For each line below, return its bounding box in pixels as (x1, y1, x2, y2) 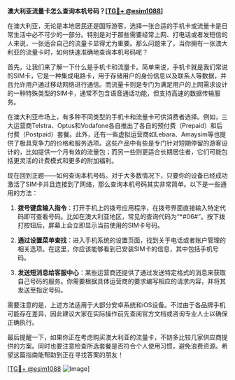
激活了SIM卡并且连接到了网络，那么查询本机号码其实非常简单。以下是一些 (7, 180, 221, 188)
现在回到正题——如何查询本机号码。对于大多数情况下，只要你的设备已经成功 (7, 171, 228, 179)
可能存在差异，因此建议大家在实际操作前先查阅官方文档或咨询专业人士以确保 (7, 309, 228, 318)
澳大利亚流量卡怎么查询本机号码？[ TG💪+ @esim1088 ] (7, 7, 164, 15)
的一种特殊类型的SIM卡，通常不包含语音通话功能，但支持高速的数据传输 (7, 89, 215, 97)
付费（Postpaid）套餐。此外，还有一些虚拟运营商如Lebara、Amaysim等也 (7, 130, 220, 139)
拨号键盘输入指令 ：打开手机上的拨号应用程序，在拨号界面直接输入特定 (17, 204, 220, 212)
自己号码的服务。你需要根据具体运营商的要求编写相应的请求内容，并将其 (17, 277, 226, 286)
